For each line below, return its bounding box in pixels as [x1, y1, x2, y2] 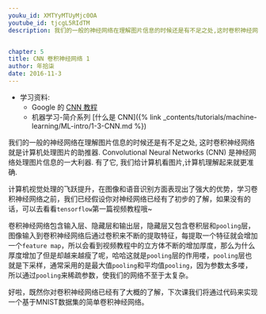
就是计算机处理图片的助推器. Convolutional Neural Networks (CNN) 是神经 [8, 147, 249, 157]
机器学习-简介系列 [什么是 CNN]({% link [31, 112, 161, 121]
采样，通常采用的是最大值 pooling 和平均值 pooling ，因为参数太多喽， [28, 260, 253, 270]
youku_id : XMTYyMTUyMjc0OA [8, 11, 97, 20]
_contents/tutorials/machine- [162, 112, 257, 121]
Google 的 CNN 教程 [31, 102, 98, 112]
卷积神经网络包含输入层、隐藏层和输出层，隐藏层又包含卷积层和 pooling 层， [8, 220, 256, 230]
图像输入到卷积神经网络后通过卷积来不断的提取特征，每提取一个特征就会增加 [8, 231, 258, 240]
